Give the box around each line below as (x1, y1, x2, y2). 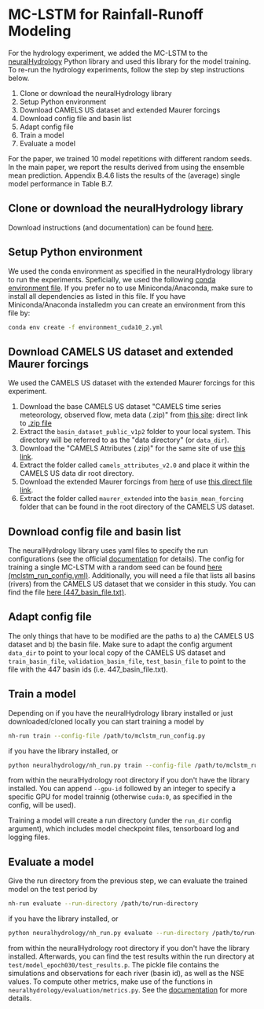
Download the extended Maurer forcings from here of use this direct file (19, 477, 253, 487)
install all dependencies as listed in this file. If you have (8, 291, 186, 300)
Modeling (8, 22, 71, 40)
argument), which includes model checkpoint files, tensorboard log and (8, 824, 240, 834)
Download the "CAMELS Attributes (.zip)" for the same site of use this (19, 444, 246, 453)
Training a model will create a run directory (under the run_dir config (8, 816, 232, 825)
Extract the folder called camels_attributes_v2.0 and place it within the (19, 460, 250, 470)
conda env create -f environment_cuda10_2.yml (8, 323, 163, 331)
